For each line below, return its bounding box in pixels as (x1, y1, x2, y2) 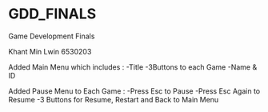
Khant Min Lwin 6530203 (8, 46, 92, 56)
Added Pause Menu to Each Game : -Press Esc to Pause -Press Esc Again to (8, 86, 261, 96)
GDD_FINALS (8, 5, 97, 23)
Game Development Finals (8, 31, 95, 41)
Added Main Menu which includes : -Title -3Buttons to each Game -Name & (8, 62, 258, 72)
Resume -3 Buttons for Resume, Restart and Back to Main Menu (8, 94, 219, 104)
